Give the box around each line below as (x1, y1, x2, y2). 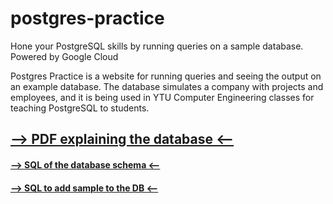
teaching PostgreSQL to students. (10, 102, 150, 114)
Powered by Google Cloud (10, 50, 119, 62)
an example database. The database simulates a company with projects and (10, 80, 324, 92)
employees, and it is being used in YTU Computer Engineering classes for (10, 91, 315, 103)
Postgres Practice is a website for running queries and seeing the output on (10, 70, 322, 82)
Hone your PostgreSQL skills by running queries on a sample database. (10, 40, 304, 52)
